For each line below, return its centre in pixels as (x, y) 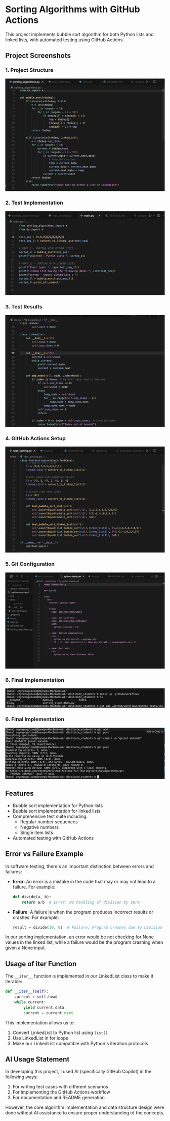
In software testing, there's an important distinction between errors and (80, 866)
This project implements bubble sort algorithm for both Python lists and (79, 34)
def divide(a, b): (32, 897)
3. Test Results (24, 306)
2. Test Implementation (34, 203)
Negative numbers (39, 827)
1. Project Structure (29, 70)
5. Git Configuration (30, 564)
